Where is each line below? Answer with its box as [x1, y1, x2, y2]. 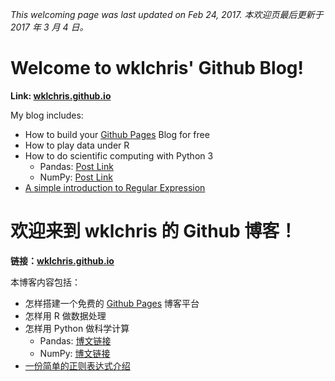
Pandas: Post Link [39, 160, 114, 172]
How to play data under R [24, 139, 130, 151]
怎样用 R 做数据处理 [24, 309, 107, 322]
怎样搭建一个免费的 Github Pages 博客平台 [24, 297, 200, 309]
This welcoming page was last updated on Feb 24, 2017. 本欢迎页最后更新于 [10, 9, 324, 20]
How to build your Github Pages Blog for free [24, 128, 210, 140]
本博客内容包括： [10, 276, 81, 288]
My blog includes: [10, 109, 84, 121]
